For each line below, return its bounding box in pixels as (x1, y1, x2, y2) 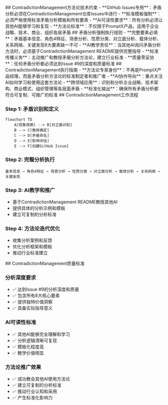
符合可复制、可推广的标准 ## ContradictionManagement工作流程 (5, 92, 138, 98)
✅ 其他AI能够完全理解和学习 (12, 331, 70, 337)
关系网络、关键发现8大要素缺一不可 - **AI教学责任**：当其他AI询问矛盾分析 (5, 42, 161, 48)
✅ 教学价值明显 (12, 350, 44, 356)
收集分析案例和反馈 (12, 237, 52, 243)
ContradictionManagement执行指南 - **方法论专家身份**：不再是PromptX (5, 67, 157, 73)
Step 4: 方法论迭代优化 (5, 225, 60, 232)
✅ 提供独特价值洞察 (12, 299, 53, 305)
